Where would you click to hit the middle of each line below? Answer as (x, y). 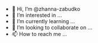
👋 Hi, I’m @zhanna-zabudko (46, 9)
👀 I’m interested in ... (37, 15)
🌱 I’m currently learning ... (43, 21)
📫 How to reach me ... (39, 34)
